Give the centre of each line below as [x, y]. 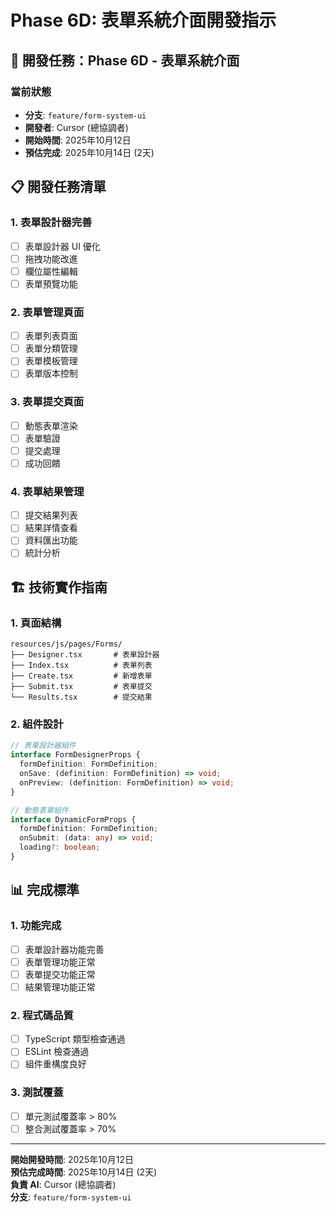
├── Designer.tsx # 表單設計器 [85, 655]
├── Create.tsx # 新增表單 [81, 676]
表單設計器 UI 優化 [62, 246]
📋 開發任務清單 [58, 187]
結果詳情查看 [51, 528]
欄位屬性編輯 [51, 271]
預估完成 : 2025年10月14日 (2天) [89, 152]
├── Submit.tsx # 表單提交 [81, 687]
